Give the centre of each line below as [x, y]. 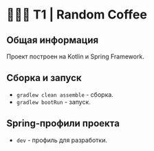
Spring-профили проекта [63, 124]
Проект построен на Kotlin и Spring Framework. [76, 56]
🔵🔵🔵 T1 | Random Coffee [77, 15]
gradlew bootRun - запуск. [53, 102]
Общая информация [53, 40]
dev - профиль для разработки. [62, 140]
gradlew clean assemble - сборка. [65, 94]
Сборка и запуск [44, 78]
